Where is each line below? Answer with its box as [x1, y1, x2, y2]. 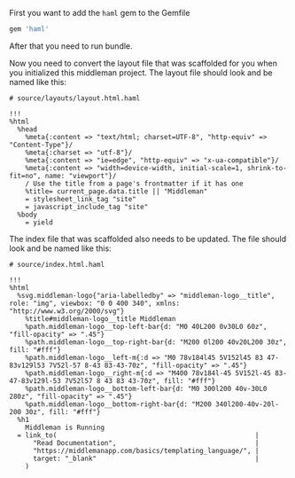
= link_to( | [17, 430, 260, 440]
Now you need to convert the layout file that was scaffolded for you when [9, 58, 277, 68]
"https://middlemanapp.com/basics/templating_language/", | [32, 446, 260, 455]
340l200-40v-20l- [215, 399, 279, 409]
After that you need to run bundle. [9, 40, 133, 51]
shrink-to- [246, 163, 288, 172]
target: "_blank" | [32, 454, 260, 463]
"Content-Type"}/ [9, 140, 74, 149]
